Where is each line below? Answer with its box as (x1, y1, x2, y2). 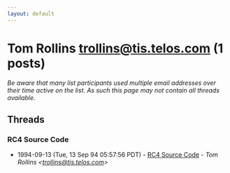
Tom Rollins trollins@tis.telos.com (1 (7, 40, 224, 56)
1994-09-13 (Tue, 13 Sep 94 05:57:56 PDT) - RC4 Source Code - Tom (17, 151, 218, 159)
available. (7, 93, 36, 102)
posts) (7, 55, 45, 71)
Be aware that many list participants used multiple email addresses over (7, 78, 217, 87)
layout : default (7, 10, 55, 18)
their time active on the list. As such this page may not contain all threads (7, 85, 220, 95)
